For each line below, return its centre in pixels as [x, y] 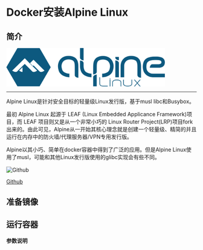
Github [14, 181]
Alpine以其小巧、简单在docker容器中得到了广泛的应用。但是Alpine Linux [96, 150]
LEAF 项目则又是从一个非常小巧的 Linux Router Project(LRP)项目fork [108, 122]
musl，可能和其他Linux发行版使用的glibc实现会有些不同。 [88, 157]
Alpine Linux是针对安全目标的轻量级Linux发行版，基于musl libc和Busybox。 [101, 102]
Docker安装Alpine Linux [67, 12]
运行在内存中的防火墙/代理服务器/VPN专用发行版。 [69, 137]
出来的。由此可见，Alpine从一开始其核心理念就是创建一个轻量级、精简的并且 [101, 130]
